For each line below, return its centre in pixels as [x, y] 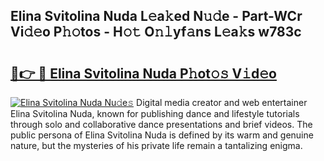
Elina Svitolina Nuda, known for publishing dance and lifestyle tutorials [155, 113]
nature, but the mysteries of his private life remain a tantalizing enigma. [156, 145]
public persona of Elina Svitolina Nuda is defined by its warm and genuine [162, 135]
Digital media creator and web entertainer [222, 102]
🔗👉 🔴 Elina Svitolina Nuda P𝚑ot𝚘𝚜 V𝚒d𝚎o [143, 73]
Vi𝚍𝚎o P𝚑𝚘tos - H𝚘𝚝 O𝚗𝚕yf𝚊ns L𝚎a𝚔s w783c [156, 32]
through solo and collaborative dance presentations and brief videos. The [161, 124]
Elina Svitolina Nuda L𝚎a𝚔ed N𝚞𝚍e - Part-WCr [156, 16]
